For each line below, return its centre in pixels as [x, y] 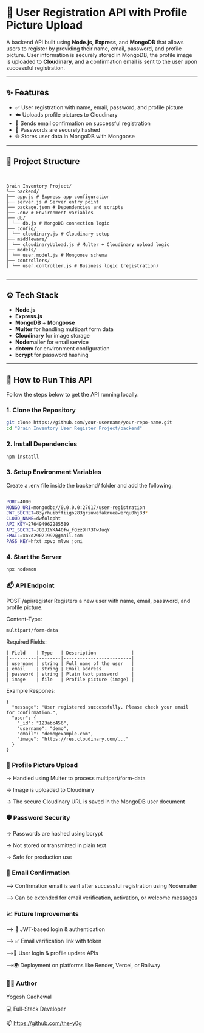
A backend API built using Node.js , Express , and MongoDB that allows [95, 42]
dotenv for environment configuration [63, 349]
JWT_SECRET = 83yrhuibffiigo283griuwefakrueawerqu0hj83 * [77, 513]
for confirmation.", [32, 713]
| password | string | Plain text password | [70, 674]
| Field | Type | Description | [70, 653]
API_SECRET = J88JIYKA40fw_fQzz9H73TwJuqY [58, 530]
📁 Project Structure [43, 161]
